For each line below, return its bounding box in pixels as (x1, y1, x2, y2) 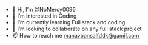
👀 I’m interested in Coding (12, 12, 77, 19)
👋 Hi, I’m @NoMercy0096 (12, 6, 76, 13)
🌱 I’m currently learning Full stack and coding (12, 19, 126, 26)
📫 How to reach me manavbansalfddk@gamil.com (12, 32, 140, 39)
